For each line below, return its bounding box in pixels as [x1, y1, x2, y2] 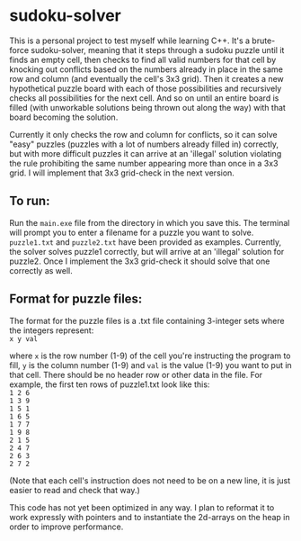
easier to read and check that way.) [9, 484, 141, 495]
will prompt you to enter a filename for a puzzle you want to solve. [9, 227, 254, 238]
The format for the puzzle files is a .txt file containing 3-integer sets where [9, 315, 285, 326]
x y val [9, 334, 39, 343]
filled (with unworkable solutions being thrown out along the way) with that [9, 102, 286, 113]
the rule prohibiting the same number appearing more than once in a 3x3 [9, 158, 279, 168]
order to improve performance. [9, 521, 124, 532]
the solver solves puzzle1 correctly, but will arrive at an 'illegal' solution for [9, 246, 285, 257]
